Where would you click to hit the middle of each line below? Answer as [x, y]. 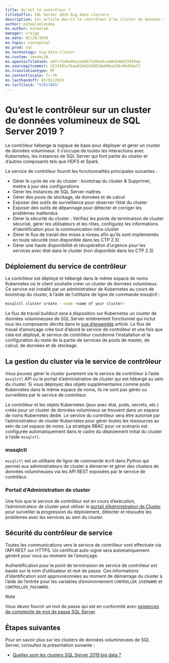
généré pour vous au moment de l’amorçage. [52, 556]
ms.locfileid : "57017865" [32, 85]
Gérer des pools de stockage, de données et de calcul [69, 197]
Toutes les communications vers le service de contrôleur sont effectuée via [83, 545]
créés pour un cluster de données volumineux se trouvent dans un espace [82, 410]
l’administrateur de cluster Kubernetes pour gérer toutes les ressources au [82, 421]
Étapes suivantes [33, 627]
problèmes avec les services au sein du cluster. [55, 517]
